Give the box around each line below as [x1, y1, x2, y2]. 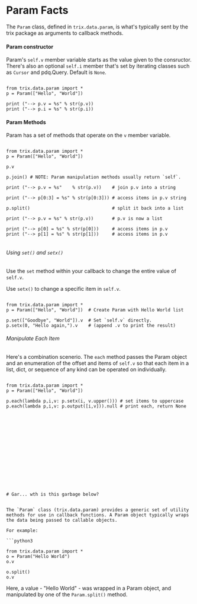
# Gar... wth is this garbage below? [6, 491, 99, 497]
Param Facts [6, 4, 69, 17]
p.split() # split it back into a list [6, 205, 184, 211]
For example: [6, 528, 38, 534]
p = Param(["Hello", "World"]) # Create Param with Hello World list [6, 307, 184, 313]
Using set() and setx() [6, 249, 64, 256]
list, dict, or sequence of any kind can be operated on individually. [6, 365, 167, 373]
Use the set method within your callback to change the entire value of [6, 267, 176, 274]
